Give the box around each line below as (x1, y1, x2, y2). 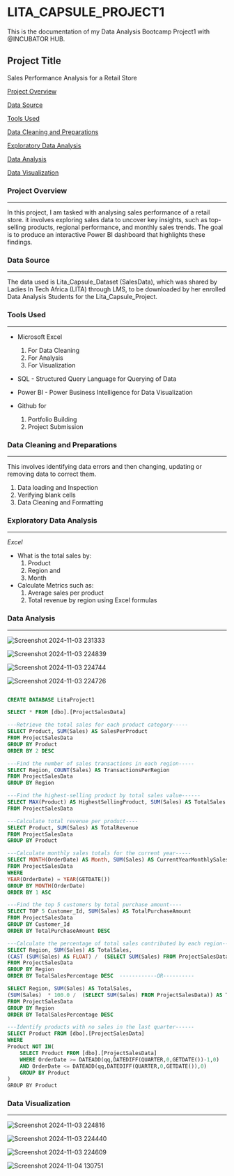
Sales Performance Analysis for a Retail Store (7, 73, 138, 82)
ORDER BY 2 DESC (7, 747, 54, 755)
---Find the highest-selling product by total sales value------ (7, 792, 201, 799)
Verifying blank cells (17, 491, 76, 499)
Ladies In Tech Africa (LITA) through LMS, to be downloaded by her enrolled (7, 285, 226, 293)
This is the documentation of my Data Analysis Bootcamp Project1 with (7, 27, 210, 36)
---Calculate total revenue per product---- (7, 818, 139, 825)
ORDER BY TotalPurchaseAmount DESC (7, 927, 111, 934)
